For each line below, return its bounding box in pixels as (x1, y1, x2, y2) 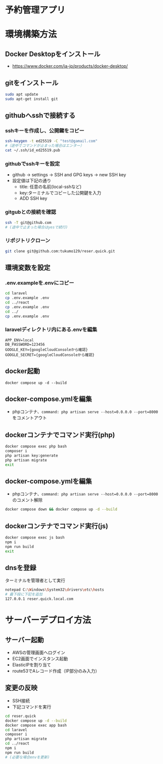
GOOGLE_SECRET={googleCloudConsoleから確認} (5, 352, 95, 357)
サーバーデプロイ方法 (5, 615, 91, 626)
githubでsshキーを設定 (5, 160, 60, 167)
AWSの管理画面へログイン (12, 650, 65, 655)
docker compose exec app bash (5, 723, 67, 728)
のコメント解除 (12, 497, 43, 503)
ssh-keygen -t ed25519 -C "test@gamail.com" (5, 138, 98, 144)
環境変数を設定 (5, 263, 51, 272)
